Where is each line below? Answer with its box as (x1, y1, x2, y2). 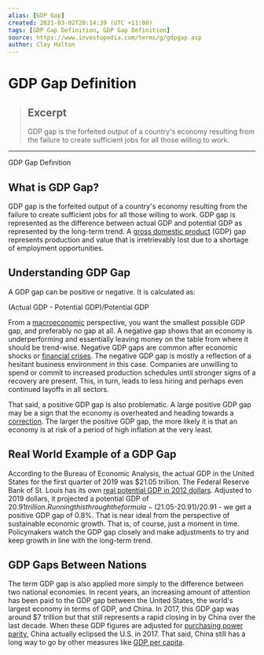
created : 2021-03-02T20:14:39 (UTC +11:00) (8, 19, 153, 27)
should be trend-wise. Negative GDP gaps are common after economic (8, 342, 238, 352)
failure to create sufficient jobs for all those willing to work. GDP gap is (8, 209, 236, 219)
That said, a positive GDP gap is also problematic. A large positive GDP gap (8, 399, 251, 409)
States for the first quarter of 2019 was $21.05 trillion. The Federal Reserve (8, 477, 250, 487)
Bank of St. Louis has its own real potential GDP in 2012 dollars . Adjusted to (8, 485, 252, 494)
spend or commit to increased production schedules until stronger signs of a (8, 368, 256, 377)
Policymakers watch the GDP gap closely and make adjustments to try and (8, 527, 249, 536)
